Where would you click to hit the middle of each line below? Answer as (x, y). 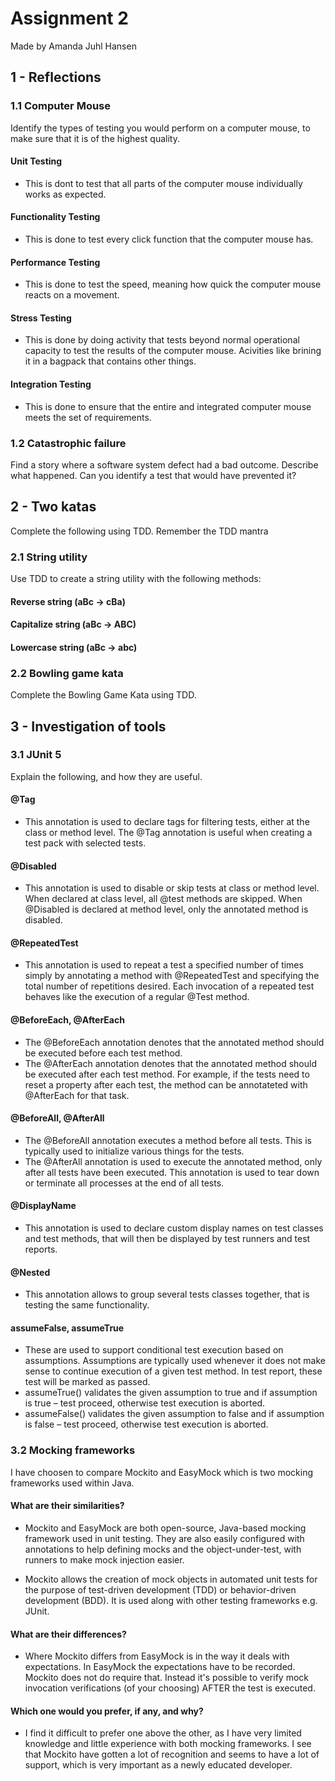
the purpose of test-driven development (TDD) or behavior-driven (160, 1589)
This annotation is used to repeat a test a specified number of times (164, 965)
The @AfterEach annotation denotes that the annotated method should (171, 1063)
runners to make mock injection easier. (104, 1559)
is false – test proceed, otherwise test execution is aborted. (146, 1424)
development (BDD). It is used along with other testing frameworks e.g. (171, 1600)
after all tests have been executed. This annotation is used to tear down (172, 1172)
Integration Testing (51, 384)
